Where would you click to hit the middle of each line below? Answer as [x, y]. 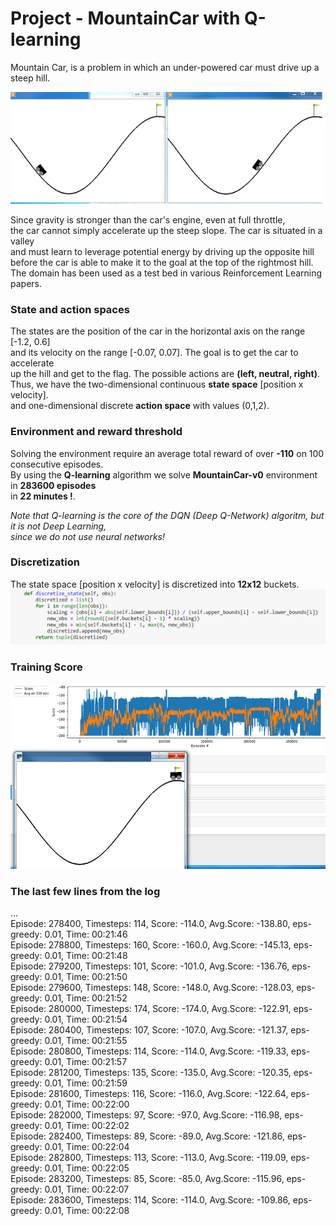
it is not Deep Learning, [58, 526]
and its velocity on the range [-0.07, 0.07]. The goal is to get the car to [154, 353]
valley [22, 241]
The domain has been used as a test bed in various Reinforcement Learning [166, 273]
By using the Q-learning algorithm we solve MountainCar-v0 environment [164, 474]
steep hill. [30, 78]
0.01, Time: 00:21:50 [86, 977]
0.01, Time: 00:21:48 [86, 956]
